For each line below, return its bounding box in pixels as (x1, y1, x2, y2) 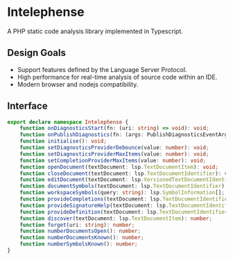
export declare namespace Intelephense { (7, 118, 129, 125)
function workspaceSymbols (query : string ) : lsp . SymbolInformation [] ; (19, 189, 225, 196)
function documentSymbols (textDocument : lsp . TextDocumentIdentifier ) (19, 183, 225, 190)
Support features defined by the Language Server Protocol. (17, 65, 187, 73)
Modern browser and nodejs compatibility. (17, 80, 139, 89)
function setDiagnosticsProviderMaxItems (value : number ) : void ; (19, 150, 209, 158)
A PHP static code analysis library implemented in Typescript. (7, 27, 184, 35)
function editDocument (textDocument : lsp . (19, 176, 144, 183)
